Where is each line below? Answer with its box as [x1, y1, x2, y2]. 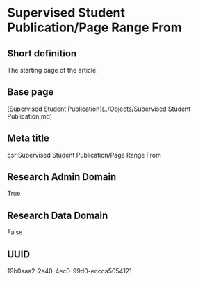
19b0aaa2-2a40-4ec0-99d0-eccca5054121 [7, 267, 132, 275]
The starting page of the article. [7, 66, 99, 74]
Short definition [7, 47, 77, 59]
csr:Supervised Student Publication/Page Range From [7, 151, 161, 159]
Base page [7, 86, 54, 98]
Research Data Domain [7, 209, 108, 221]
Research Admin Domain [7, 171, 117, 183]
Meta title [7, 132, 50, 144]
